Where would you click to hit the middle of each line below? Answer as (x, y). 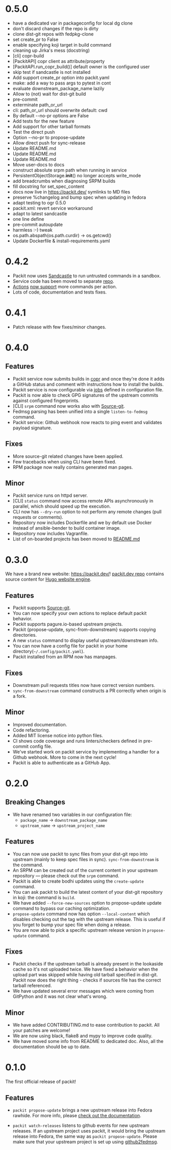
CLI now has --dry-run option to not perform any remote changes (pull (87, 512)
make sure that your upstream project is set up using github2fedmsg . (85, 1142)
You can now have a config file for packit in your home (70, 646)
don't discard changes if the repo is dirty (55, 28)
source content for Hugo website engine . (48, 579)
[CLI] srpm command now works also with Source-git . (69, 406)
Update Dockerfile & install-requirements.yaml (61, 241)
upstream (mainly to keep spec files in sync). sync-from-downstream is (86, 859)
